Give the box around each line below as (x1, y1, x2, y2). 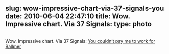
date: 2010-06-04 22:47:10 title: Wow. (5, 12, 130, 21)
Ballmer (5, 43, 21, 49)
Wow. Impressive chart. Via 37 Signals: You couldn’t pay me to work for (5, 38, 156, 44)
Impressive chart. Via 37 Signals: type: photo (5, 20, 152, 29)
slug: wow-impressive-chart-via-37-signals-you (5, 4, 164, 13)
